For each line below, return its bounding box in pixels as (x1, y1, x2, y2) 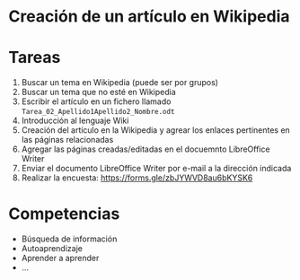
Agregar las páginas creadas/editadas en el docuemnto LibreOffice (21, 144, 270, 154)
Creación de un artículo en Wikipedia (8, 6, 290, 27)
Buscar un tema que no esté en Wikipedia (21, 87, 176, 98)
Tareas (8, 48, 61, 68)
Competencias (8, 204, 120, 224)
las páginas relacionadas (21, 135, 114, 145)
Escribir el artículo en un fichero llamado (21, 96, 172, 107)
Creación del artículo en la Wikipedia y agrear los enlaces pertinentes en (21, 125, 291, 136)
